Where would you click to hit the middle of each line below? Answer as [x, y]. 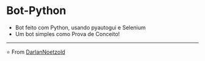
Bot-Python [36, 11]
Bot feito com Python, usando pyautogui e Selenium [81, 27]
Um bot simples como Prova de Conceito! [67, 34]
